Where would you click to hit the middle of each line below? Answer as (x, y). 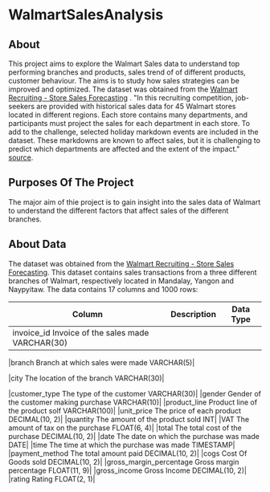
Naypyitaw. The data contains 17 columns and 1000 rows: (103, 289)
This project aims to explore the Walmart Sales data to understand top (124, 63)
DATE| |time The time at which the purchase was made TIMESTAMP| (122, 445)
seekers (21, 106)
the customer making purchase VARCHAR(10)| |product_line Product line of (133, 402)
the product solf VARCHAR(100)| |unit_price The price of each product (125, 410)
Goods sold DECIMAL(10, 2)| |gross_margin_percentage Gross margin (124, 462)
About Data (37, 244)
